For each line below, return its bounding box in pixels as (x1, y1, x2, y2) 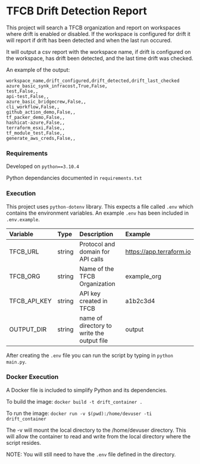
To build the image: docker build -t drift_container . (6, 398, 143, 405)
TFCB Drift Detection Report (6, 4, 148, 18)
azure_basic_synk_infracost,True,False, (6, 83, 108, 89)
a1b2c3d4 (125, 297, 155, 305)
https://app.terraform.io (125, 247, 191, 255)
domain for (79, 247, 110, 255)
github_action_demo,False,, (6, 109, 76, 115)
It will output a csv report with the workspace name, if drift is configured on (6, 48, 192, 55)
